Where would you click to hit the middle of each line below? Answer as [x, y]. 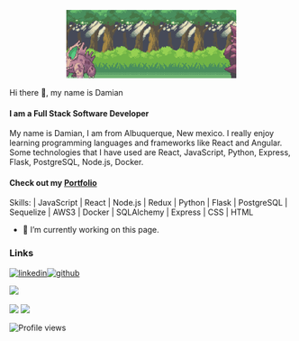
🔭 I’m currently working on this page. [91, 230]
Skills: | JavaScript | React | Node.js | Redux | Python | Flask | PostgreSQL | [149, 203]
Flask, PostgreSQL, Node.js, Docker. [77, 162]
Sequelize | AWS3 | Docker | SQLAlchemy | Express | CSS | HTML [131, 212]
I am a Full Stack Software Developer [79, 113]
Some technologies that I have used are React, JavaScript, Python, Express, [150, 152]
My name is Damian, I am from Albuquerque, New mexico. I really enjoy [142, 134]
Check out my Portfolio [53, 182]
